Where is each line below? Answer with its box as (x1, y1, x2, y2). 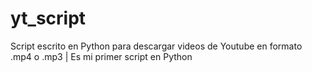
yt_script (10, 7, 87, 30)
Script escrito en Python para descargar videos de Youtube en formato (10, 40, 303, 52)
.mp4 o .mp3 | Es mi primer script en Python (10, 50, 193, 62)
